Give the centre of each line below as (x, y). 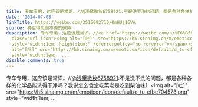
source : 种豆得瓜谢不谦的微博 (39, 28)
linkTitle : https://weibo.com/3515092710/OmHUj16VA (71, 22)
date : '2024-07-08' (30, 17)
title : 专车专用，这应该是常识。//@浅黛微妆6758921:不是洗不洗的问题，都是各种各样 (98, 11)
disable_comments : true (35, 60)
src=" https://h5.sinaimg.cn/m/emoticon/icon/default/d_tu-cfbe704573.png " (98, 92)
